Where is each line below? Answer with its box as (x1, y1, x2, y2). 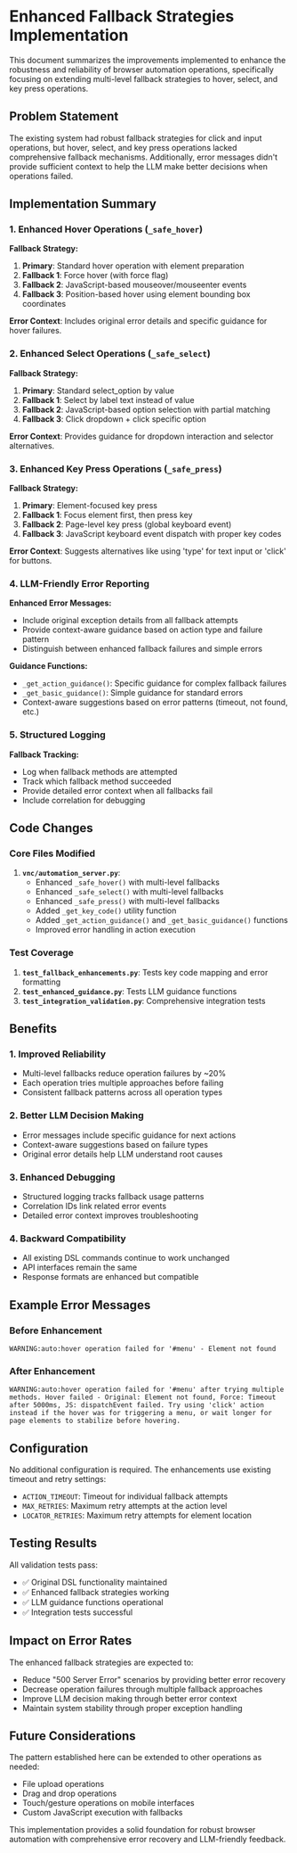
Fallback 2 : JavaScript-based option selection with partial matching (21, 404, 271, 415)
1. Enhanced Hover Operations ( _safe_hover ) (9, 223, 203, 235)
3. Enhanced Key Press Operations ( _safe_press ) (9, 462, 222, 474)
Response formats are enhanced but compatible (21, 1272, 199, 1282)
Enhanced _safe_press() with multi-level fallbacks (35, 896, 221, 907)
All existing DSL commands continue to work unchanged (21, 1253, 230, 1264)
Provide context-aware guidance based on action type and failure (21, 624, 263, 635)
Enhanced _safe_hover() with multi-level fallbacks (35, 877, 221, 888)
